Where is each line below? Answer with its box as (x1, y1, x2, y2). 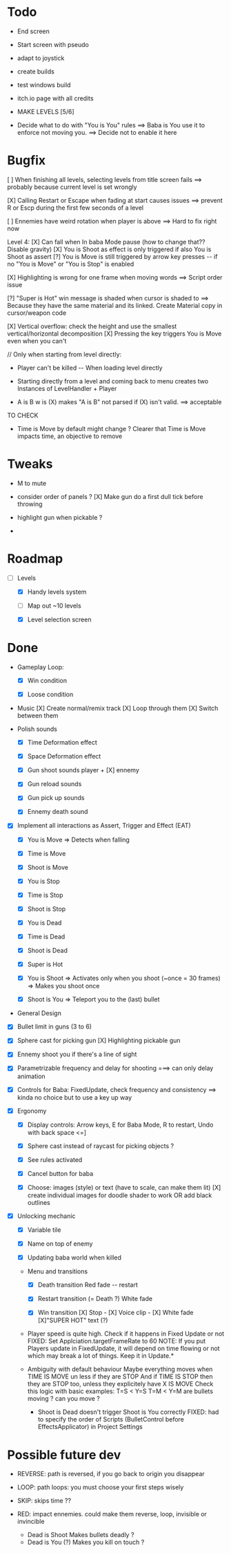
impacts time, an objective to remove (17, 432, 123, 440)
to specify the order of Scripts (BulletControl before (37, 1415, 185, 1424)
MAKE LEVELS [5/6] (17, 107, 74, 116)
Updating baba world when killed (27, 1253, 122, 1262)
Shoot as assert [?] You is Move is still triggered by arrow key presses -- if (7, 252, 218, 260)
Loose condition (27, 690, 74, 698)
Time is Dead (27, 932, 66, 941)
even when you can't (7, 336, 67, 345)
